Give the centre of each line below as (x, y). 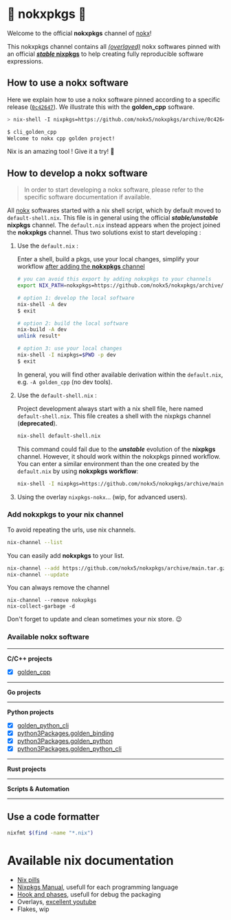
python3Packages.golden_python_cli (69, 749)
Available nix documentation (90, 860)
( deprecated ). (37, 423)
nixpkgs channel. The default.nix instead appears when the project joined (114, 225)
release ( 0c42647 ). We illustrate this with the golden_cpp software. (101, 107)
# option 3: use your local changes (69, 349)
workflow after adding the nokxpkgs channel (81, 267)
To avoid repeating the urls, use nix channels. (71, 530)
